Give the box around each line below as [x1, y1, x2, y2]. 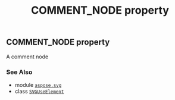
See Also [6, 68, 33, 76]
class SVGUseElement [14, 87, 64, 95]
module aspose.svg [14, 81, 62, 88]
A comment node [6, 53, 49, 60]
